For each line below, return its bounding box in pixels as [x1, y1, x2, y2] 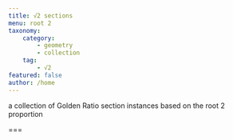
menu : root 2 [8, 19, 52, 27]
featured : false [8, 71, 62, 79]
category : [22, 34, 56, 42]
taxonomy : [8, 26, 41, 34]
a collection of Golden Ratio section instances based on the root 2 [8, 101, 226, 110]
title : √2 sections [8, 11, 73, 20]
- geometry [37, 42, 73, 50]
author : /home [8, 78, 56, 86]
